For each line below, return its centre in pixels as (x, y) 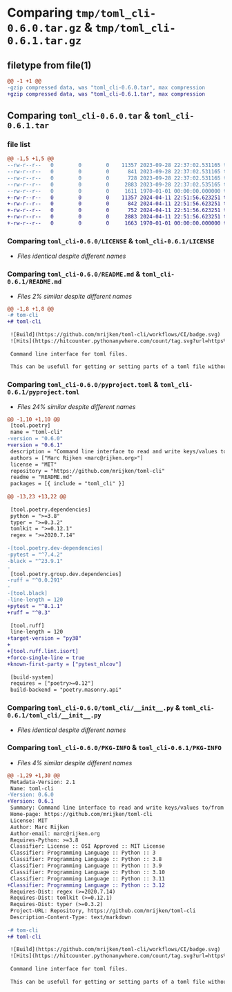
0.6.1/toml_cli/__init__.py (54, 716)
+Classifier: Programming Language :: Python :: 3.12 (86, 885)
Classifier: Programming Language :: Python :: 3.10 (88, 872)
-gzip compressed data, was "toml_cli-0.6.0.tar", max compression (106, 87)
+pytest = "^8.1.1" (35, 606)
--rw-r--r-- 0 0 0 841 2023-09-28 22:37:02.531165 (114, 172)
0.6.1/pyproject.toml (43, 392)
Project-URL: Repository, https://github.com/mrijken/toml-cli (103, 911)
